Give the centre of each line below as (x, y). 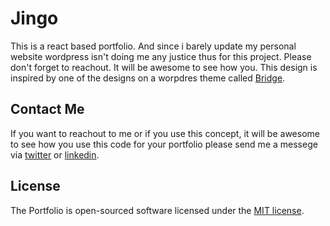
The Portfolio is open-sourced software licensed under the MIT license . (157, 210)
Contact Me (47, 109)
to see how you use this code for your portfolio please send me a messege (164, 144)
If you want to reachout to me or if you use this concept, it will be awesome (165, 133)
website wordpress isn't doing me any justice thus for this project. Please (161, 56)
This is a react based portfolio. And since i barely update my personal (153, 46)
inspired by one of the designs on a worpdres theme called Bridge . (148, 78)
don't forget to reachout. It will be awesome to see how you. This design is (164, 67)
